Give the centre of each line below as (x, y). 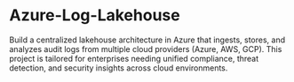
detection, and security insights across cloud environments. (119, 68)
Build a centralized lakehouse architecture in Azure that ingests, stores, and (147, 40)
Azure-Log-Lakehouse (95, 15)
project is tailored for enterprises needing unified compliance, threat (134, 58)
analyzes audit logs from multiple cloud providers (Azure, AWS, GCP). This (146, 48)
